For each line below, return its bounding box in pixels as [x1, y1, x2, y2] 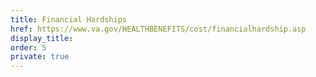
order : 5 [10, 42, 47, 53]
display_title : [10, 33, 74, 43]
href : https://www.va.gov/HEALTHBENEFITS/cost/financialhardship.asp [10, 24, 307, 34]
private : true [10, 52, 70, 62]
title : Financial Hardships [10, 14, 128, 25]
